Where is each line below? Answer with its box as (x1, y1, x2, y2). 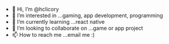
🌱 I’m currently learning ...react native (11, 18, 105, 25)
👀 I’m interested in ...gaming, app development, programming (11, 12, 164, 19)
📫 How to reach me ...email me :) (11, 32, 95, 38)
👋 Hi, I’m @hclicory (11, 6, 59, 12)
